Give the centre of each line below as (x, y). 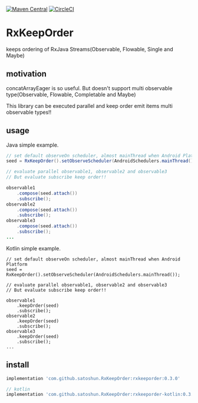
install (18, 365)
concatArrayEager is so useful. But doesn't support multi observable (89, 88)
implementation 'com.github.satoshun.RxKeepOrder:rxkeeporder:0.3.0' (93, 378)
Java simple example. (32, 145)
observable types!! (29, 112)
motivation (27, 74)
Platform (17, 264)
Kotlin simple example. (33, 248)
